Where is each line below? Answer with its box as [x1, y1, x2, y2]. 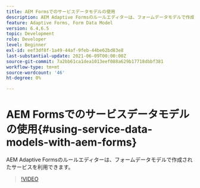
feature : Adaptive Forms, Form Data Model [6, 20, 113, 26]
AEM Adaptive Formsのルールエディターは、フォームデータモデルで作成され [6, 156, 193, 164]
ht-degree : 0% [6, 75, 42, 81]
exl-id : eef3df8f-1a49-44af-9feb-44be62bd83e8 [6, 48, 124, 54]
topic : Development [6, 31, 55, 37]
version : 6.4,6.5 [6, 25, 49, 32]
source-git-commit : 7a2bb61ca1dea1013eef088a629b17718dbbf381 [6, 58, 164, 64]
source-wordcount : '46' [6, 70, 65, 76]
